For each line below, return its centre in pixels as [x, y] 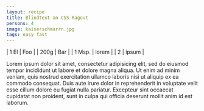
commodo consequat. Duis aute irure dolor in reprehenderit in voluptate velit [102, 84]
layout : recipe [26, 12]
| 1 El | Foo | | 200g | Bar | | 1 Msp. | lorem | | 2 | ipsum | [75, 52]
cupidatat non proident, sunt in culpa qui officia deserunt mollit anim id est [100, 96]
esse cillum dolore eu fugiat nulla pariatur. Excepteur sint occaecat [90, 90]
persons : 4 [20, 23]
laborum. [18, 103]
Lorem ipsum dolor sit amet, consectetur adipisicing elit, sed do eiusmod [97, 64]
